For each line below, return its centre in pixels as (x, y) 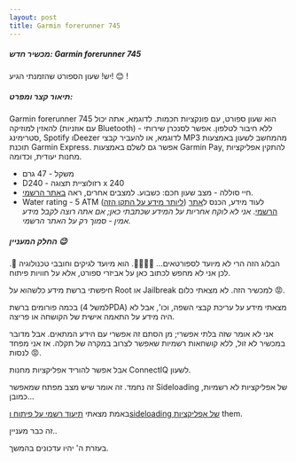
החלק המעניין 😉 (39, 241)
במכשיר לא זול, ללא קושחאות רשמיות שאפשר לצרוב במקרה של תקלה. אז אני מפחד (148, 343)
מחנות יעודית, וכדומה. (46, 157)
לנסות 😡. (25, 353)
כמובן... (22, 396)
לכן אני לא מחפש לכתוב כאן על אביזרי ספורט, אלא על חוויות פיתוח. (120, 273)
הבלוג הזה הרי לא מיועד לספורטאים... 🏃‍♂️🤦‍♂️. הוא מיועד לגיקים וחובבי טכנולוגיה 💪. (145, 263)
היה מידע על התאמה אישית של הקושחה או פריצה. (92, 317)
